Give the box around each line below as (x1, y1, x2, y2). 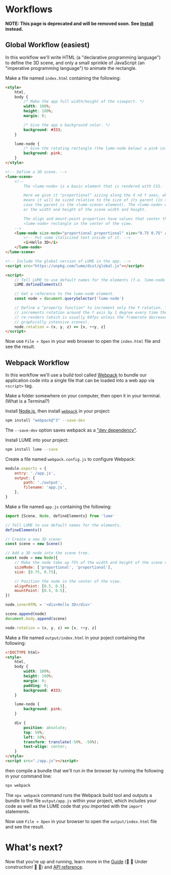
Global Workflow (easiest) (5, 41, 90, 49)
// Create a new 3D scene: (5, 537, 63, 542)
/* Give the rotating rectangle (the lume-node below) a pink (23, 146, 158, 151)
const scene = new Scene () (5, 541, 63, 546)
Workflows (5, 4, 52, 15)
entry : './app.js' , (14, 470, 56, 476)
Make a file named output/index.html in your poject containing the (5, 634, 145, 641)
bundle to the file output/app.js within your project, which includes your (5, 797, 157, 804)
